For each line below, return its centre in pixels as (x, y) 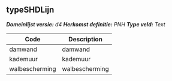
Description (86, 39)
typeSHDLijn (30, 10)
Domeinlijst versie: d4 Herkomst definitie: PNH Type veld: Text (86, 24)
